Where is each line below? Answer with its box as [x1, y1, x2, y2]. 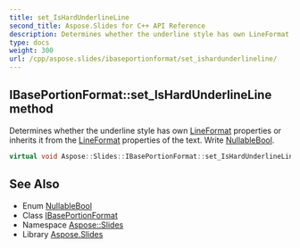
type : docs [9, 37, 50, 47]
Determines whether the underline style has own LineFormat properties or [9, 125, 282, 136]
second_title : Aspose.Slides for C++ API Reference [9, 21, 205, 30]
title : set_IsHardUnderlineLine [9, 12, 129, 22]
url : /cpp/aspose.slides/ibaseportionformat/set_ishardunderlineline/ [9, 54, 278, 63]
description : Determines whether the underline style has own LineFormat [9, 29, 290, 38]
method [9, 102, 54, 117]
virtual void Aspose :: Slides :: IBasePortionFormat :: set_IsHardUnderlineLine [9, 152, 297, 161]
